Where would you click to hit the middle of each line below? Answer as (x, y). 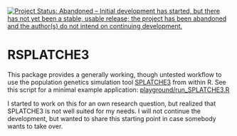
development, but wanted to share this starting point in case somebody (112, 118)
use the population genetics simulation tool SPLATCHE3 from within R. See (117, 82)
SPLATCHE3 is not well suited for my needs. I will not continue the (104, 111)
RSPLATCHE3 (48, 55)
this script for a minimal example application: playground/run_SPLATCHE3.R (118, 90)
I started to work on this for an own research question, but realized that (111, 103)
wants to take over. (35, 126)
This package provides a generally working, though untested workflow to (115, 74)
